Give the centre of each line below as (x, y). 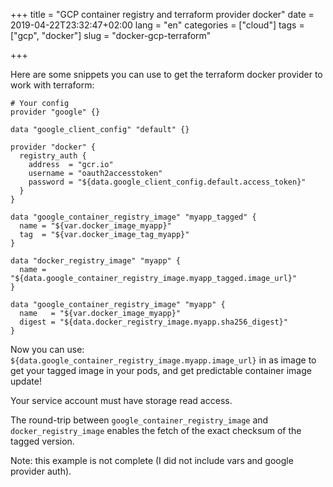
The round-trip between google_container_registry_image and (139, 420)
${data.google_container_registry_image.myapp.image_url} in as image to (163, 360)
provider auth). (41, 471)
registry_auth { (53, 156)
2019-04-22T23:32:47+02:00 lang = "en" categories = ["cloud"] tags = (157, 25)
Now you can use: (47, 349)
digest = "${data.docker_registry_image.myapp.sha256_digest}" (153, 322)
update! (26, 381)
